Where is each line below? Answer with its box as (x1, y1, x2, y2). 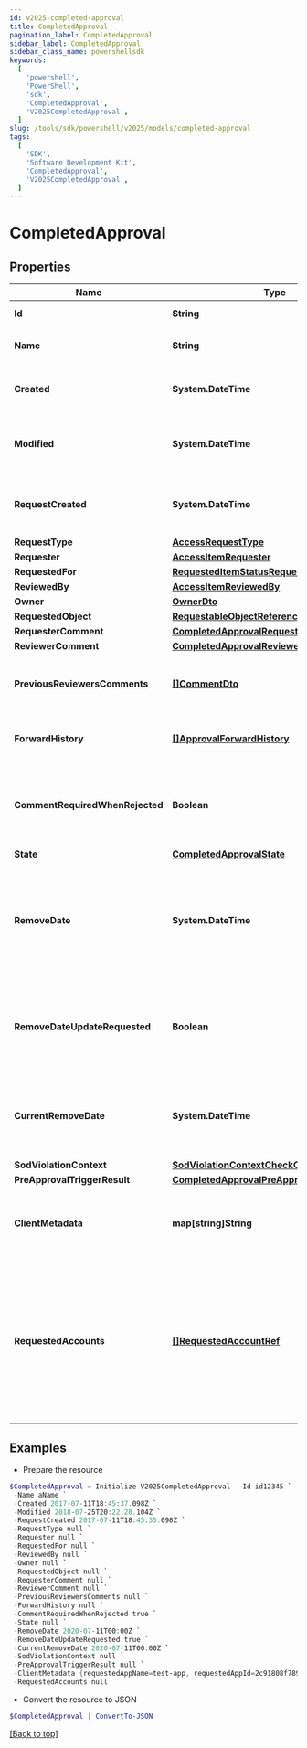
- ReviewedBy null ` (13, 1550, 89, 1559)
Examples (9, 1440, 67, 1455)
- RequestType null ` (13, 1524, 92, 1534)
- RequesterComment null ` (13, 1575, 112, 1584)
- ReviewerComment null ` (13, 1583, 108, 1593)
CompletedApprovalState (172, 847, 286, 860)
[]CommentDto (172, 677, 239, 690)
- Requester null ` (13, 1533, 84, 1542)
